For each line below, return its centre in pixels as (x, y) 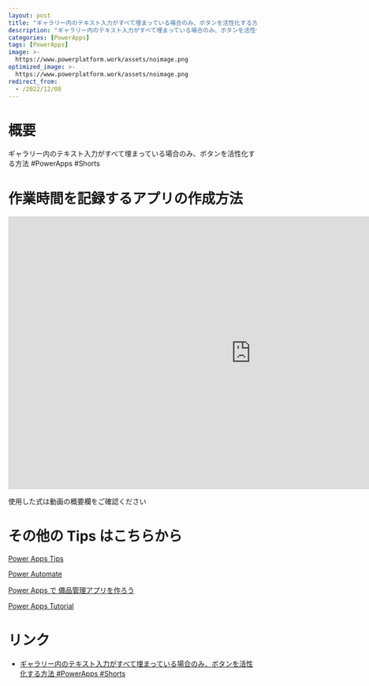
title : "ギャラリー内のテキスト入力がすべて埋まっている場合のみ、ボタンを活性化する (130, 23)
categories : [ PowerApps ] (49, 37)
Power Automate (35, 574)
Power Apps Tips (36, 559)
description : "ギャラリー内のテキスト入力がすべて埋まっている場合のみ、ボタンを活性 (132, 30)
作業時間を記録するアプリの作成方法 (126, 199)
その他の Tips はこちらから (95, 536)
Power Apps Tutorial (41, 606)
